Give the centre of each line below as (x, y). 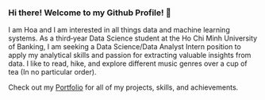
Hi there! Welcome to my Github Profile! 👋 (90, 13)
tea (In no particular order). (52, 72)
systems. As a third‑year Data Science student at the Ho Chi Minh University (133, 38)
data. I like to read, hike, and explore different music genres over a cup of (128, 63)
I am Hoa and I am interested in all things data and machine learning (119, 30)
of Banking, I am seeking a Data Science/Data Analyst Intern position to (125, 47)
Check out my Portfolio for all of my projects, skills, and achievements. (123, 87)
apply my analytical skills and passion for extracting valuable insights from (130, 56)
